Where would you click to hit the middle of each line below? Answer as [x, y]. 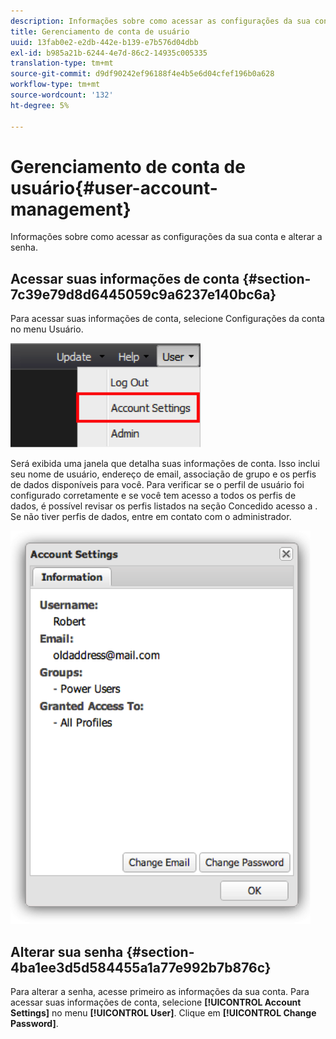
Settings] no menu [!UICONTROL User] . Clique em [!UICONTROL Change [163, 1013]
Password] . [34, 1024]
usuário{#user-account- [114, 187]
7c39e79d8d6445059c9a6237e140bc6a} [143, 294]
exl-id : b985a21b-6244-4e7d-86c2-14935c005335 [109, 53]
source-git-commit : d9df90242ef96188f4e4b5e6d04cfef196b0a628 [142, 74]
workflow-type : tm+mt [55, 85]
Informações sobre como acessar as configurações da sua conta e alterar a [166, 237]
